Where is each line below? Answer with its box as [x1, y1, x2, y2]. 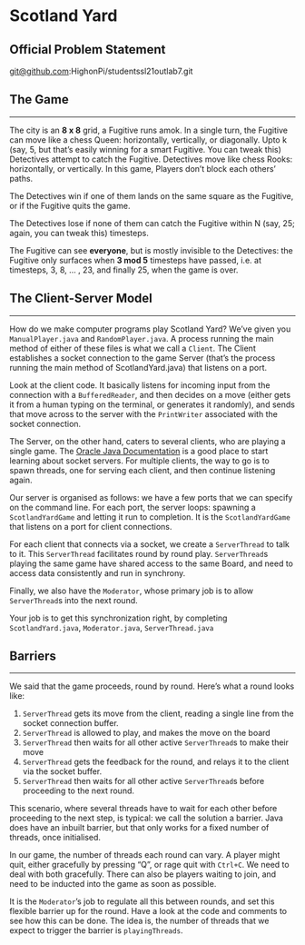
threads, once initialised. [9, 832, 102, 843]
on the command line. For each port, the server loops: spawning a [9, 502, 256, 512]
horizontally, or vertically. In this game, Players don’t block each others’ [9, 163, 277, 174]
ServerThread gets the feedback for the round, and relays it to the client [22, 756, 290, 768]
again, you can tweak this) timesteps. [9, 227, 150, 238]
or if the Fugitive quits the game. [9, 200, 131, 211]
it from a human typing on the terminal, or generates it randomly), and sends [9, 399, 295, 410]
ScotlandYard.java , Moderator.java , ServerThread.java [9, 622, 214, 632]
